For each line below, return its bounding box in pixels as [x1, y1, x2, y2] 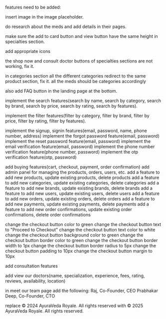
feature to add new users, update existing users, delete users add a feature [5, 190, 160, 196]
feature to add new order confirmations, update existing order [5, 206, 132, 212]
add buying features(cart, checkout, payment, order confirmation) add [5, 164, 150, 169]
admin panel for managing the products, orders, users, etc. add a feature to [5, 169, 160, 175]
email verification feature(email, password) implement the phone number [5, 143, 155, 149]
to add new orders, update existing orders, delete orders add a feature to [5, 196, 155, 201]
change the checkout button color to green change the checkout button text [5, 221, 162, 227]
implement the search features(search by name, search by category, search [5, 97, 161, 103]
